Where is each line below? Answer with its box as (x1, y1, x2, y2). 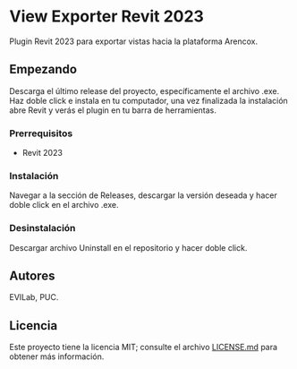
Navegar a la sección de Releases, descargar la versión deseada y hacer (9, 190, 277, 201)
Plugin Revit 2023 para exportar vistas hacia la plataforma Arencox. (9, 36, 259, 47)
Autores (9, 269, 55, 284)
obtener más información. (9, 351, 105, 362)
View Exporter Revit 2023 (9, 6, 204, 27)
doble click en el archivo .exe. (9, 200, 119, 210)
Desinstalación (9, 222, 76, 235)
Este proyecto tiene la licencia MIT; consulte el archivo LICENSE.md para (9, 342, 278, 353)
